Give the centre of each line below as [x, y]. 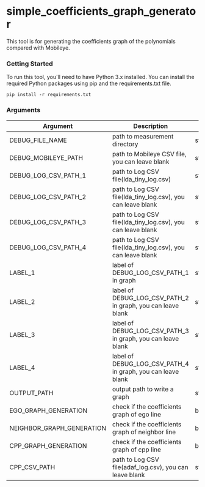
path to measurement [143, 136]
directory [125, 144]
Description [151, 126]
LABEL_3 [22, 334]
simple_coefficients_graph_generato [101, 11]
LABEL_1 [22, 273]
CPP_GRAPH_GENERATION [48, 445]
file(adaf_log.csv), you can [150, 467]
